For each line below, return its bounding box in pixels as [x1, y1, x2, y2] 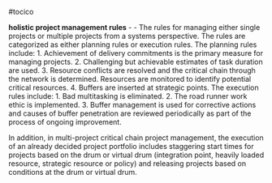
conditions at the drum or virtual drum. [8, 168, 138, 177]
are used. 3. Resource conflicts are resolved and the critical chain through [8, 66, 256, 75]
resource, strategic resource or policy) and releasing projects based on [8, 159, 247, 168]
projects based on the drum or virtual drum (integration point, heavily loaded [8, 150, 265, 160]
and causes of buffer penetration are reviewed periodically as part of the [8, 109, 252, 118]
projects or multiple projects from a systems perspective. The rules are [8, 32, 246, 40]
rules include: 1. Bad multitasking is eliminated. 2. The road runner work [8, 91, 248, 100]
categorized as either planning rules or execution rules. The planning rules [8, 40, 257, 49]
